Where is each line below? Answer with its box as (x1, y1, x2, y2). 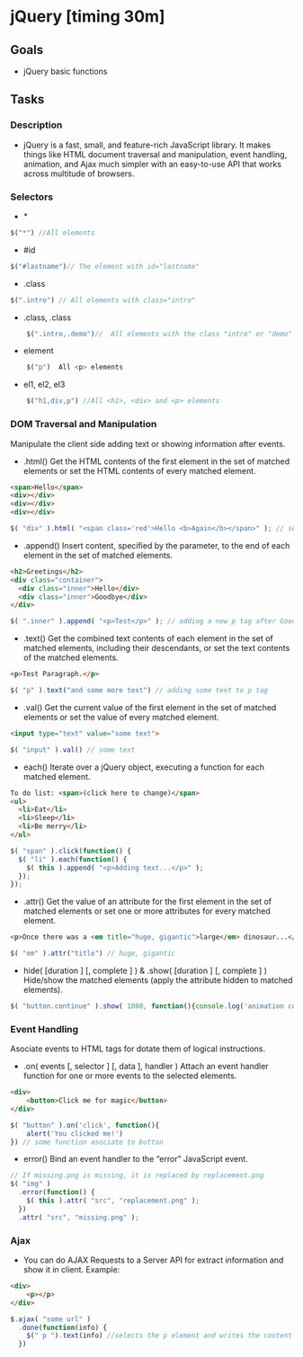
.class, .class (22, 312, 71, 323)
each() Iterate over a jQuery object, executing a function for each (22, 762, 264, 772)
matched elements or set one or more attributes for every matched (22, 906, 271, 916)
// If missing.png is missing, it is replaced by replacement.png (10, 1171, 264, 1180)
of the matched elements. (22, 652, 120, 663)
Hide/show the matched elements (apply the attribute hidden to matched (22, 975, 293, 986)
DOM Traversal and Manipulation (10, 418, 157, 431)
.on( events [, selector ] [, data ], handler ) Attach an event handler (22, 1061, 269, 1072)
